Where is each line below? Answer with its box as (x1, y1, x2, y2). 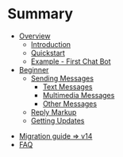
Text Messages (42, 81, 93, 92)
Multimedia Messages (42, 90, 115, 100)
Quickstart (30, 48, 65, 57)
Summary (7, 5, 73, 23)
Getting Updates (30, 116, 85, 125)
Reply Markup (30, 107, 77, 116)
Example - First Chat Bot (30, 57, 112, 66)
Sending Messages (30, 73, 94, 83)
